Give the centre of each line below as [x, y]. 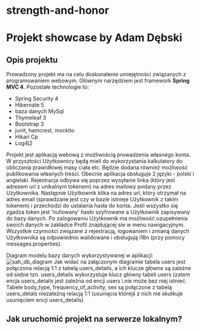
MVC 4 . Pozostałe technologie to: [48, 87]
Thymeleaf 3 [31, 118]
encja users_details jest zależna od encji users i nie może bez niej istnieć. [97, 281]
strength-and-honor [58, 10]
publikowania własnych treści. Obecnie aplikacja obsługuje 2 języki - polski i [100, 174]
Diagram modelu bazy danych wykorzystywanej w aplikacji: [80, 256]
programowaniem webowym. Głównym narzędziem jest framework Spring [98, 81]
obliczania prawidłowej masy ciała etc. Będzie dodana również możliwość [97, 168]
